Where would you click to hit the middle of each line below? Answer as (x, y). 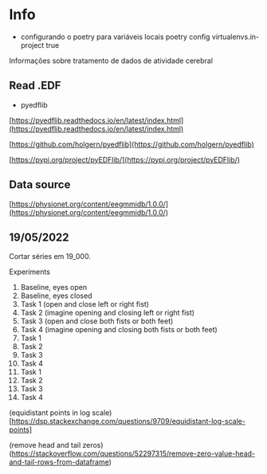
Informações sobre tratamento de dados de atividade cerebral (111, 61)
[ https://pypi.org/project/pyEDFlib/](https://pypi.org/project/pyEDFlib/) (125, 159)
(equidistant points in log (50, 413)
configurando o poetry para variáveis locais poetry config (115, 37)
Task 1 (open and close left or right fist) (85, 304)
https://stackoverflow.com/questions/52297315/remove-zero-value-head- (133, 454)
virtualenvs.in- (236, 37)
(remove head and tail (45, 445)
